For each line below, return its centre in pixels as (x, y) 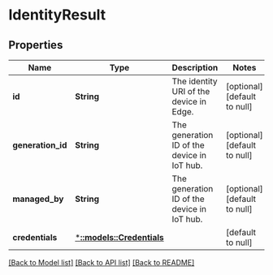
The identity (195, 81)
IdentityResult (57, 15)
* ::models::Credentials (119, 237)
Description (195, 68)
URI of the (191, 91)
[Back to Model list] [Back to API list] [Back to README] (102, 262)
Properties (36, 45)
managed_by (38, 199)
